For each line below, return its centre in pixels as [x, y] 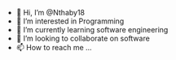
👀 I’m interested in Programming [70, 21]
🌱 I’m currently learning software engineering [92, 30]
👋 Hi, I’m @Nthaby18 [51, 13]
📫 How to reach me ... [54, 47]
